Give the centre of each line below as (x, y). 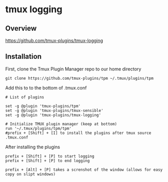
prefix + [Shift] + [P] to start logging (50, 156)
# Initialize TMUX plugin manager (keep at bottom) (61, 124)
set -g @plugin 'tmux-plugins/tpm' (43, 106)
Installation (23, 56)
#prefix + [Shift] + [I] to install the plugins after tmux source (78, 133)
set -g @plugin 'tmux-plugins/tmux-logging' (53, 115)
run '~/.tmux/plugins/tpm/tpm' (38, 128)
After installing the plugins (33, 147)
